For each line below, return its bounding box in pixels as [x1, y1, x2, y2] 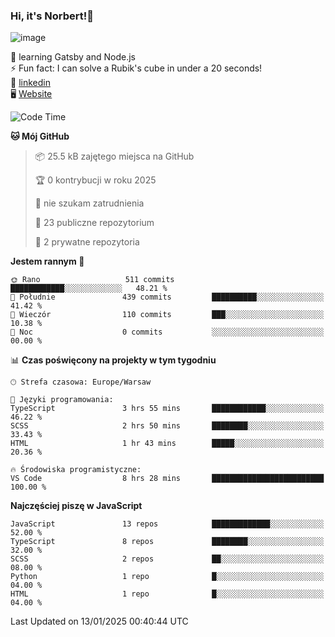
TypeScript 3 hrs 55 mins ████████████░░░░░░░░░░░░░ [10, 404, 325, 414]
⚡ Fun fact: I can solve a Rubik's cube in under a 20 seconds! [10, 62, 263, 74]
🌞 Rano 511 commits [10, 275, 175, 285]
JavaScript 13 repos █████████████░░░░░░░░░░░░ [10, 519, 325, 529]
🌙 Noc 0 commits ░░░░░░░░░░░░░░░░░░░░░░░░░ [10, 327, 325, 338]
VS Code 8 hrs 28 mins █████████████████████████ [10, 474, 325, 484]
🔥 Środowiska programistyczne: [10, 465, 142, 475]
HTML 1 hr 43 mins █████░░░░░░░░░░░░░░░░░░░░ [10, 439, 325, 449]
